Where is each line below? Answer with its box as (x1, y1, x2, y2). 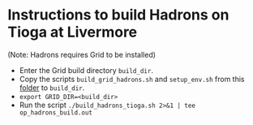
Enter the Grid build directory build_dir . (19, 65, 153, 75)
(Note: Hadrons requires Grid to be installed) (7, 50, 156, 59)
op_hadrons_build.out (19, 108, 92, 117)
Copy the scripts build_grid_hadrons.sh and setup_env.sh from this (19, 74, 245, 84)
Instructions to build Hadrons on (7, 6, 229, 24)
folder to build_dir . (19, 83, 85, 93)
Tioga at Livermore (7, 23, 138, 41)
